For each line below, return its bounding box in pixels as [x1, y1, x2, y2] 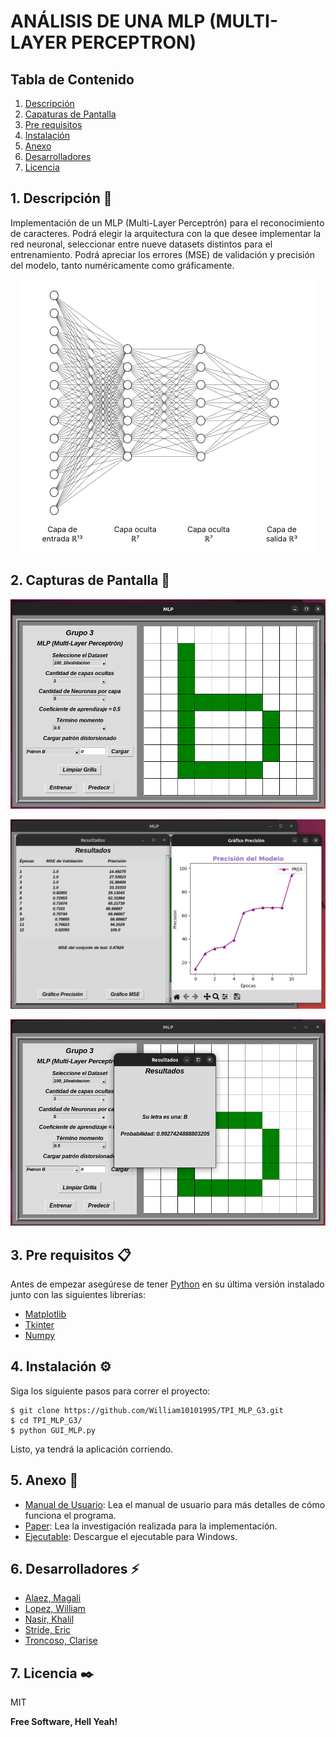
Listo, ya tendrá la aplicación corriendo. [10, 1443, 174, 1455]
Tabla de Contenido [10, 71, 135, 88]
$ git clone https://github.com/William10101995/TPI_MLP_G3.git [10, 1405, 284, 1415]
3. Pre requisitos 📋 [10, 1246, 132, 1264]
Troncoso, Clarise [24, 1635, 98, 1647]
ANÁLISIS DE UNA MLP [10, 10, 206, 33]
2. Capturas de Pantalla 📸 [10, 572, 171, 589]
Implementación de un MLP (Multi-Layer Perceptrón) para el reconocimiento [10, 216, 325, 229]
